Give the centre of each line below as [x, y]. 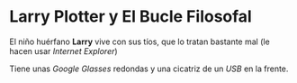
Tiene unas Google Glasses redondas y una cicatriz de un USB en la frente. [149, 69]
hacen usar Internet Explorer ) [64, 51]
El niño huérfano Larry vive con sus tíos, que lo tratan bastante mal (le [139, 41]
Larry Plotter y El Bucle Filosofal [130, 17]
